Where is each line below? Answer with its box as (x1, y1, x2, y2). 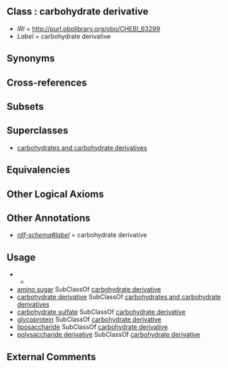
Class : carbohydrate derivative (6, 6, 149, 18)
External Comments (6, 350, 96, 363)
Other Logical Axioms (6, 188, 104, 200)
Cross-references (6, 76, 88, 88)
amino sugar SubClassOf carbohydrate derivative (16, 285, 161, 294)
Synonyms (6, 52, 55, 64)
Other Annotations (6, 212, 91, 224)
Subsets (6, 100, 44, 113)
